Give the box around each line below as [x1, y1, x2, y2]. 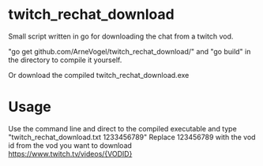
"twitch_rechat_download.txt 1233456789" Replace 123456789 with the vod [8, 132, 256, 142]
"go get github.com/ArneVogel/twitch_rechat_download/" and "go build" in [8, 46, 251, 56]
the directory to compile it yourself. [8, 55, 122, 65]
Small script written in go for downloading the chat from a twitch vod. [8, 31, 234, 41]
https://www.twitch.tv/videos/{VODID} [8, 149, 133, 158]
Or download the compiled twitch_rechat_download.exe [8, 70, 190, 79]
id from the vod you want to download [8, 140, 133, 150]
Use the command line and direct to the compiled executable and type [8, 124, 237, 133]
